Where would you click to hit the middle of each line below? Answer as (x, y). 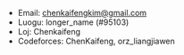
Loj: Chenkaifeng (49, 31)
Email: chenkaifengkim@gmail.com (82, 13)
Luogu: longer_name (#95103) (73, 22)
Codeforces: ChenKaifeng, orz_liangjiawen (96, 41)
